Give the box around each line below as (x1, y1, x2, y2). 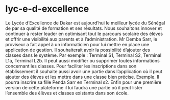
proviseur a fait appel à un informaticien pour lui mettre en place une (5, 41, 150, 47)
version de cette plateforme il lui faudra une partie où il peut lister (5, 84, 143, 90)
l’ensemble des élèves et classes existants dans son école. (5, 90, 129, 96)
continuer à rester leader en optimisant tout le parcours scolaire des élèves (5, 30, 163, 37)
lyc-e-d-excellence (5, 3, 89, 15)
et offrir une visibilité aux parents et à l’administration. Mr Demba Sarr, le (5, 36, 157, 42)
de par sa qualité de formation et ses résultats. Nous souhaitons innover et (5, 25, 162, 31)
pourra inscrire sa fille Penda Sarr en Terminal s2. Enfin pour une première (5, 79, 162, 85)
